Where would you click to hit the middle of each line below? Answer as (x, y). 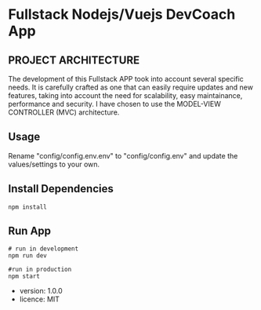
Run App (30, 231)
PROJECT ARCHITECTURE (74, 60)
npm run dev (27, 256)
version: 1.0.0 (41, 291)
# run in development (43, 249)
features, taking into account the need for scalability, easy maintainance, (125, 95)
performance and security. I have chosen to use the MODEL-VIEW (114, 104)
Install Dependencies (61, 189)
